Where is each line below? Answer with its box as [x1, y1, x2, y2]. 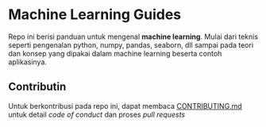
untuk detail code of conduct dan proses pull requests [8, 110, 186, 119]
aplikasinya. [8, 57, 48, 67]
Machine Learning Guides [8, 6, 182, 24]
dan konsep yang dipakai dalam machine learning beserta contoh [8, 48, 222, 58]
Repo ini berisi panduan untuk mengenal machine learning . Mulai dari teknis [8, 32, 259, 41]
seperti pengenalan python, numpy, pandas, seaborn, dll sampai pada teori [8, 40, 254, 49]
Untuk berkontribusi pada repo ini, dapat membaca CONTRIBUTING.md [8, 101, 242, 110]
